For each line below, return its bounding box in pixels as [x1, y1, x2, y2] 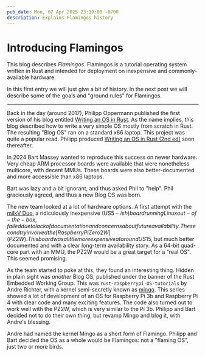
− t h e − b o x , [7, 216, 37, 223]
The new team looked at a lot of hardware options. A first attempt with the [7, 203, 192, 211]
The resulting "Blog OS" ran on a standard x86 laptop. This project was [7, 129, 185, 136]
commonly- [169, 68, 197, 75]
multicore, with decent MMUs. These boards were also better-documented [7, 167, 195, 174]
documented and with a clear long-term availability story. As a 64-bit [7, 242, 180, 250]
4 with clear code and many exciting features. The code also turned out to [7, 299, 193, 306]
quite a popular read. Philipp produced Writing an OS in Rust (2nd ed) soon [7, 135, 195, 143]
